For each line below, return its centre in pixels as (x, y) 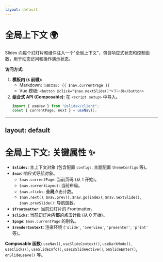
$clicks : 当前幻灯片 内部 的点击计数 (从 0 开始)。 (60, 215)
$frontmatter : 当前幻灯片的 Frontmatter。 (54, 209)
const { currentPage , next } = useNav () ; (55, 111)
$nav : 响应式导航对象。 (35, 173)
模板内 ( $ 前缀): (27, 79)
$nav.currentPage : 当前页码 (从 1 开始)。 (59, 179)
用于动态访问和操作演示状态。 (43, 58)
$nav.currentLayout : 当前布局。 (51, 185)
